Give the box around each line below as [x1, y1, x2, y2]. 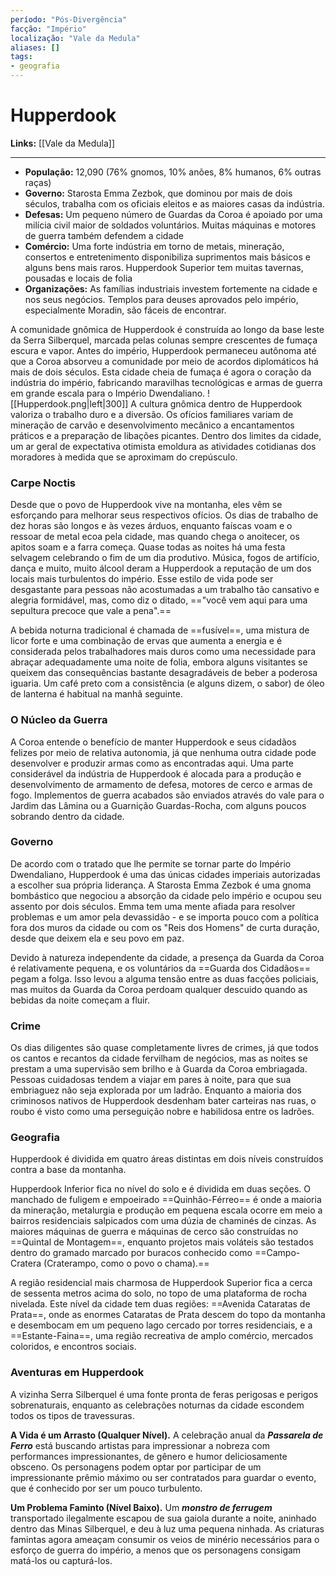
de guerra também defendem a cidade [24, 229, 184, 241]
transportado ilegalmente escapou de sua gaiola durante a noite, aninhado [10, 1512, 317, 1524]
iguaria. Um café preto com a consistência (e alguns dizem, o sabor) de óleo [10, 677, 325, 690]
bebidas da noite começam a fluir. [10, 994, 150, 1006]
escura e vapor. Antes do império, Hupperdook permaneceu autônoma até [10, 344, 317, 356]
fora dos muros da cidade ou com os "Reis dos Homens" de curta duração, [10, 921, 320, 933]
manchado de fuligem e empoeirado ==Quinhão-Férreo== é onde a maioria [10, 1194, 322, 1206]
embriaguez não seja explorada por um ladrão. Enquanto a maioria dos [10, 1084, 302, 1096]
